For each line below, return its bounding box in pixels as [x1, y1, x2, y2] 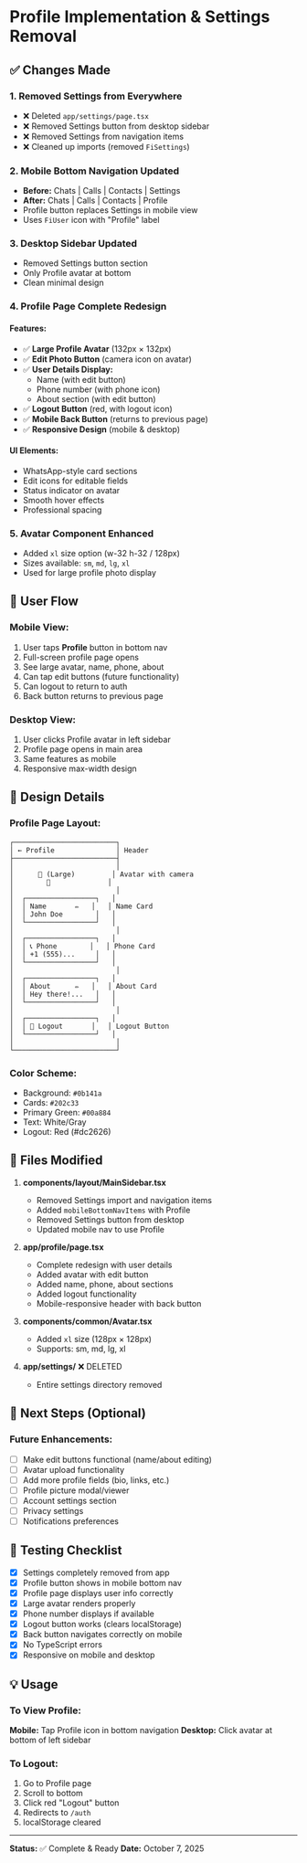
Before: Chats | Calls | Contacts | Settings [22, 185, 181, 196]
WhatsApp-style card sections [22, 465, 138, 476]
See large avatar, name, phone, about [22, 661, 164, 672]
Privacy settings [22, 1505, 84, 1516]
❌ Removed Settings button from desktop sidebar [22, 121, 210, 132]
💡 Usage [9, 1677, 58, 1692]
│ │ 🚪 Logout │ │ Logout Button [9, 1021, 170, 1031]
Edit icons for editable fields [22, 475, 129, 486]
